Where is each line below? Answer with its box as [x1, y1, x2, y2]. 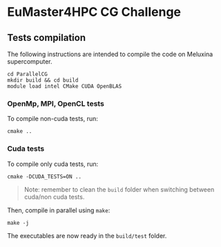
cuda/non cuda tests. [23, 192, 85, 201]
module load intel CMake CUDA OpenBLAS [7, 83, 122, 90]
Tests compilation [7, 32, 86, 44]
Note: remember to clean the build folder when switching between [23, 185, 215, 194]
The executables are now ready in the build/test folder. [7, 231, 167, 239]
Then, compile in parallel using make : [7, 205, 110, 214]
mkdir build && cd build [7, 77, 79, 84]
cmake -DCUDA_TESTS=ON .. [7, 173, 81, 180]
